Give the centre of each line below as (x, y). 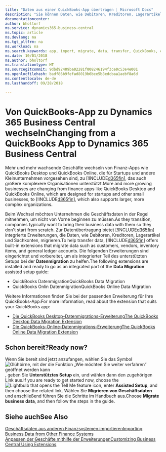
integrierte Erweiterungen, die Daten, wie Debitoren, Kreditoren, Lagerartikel (83, 235)
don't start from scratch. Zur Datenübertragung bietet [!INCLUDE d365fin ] (80, 230)
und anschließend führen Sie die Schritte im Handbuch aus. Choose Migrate (82, 396)
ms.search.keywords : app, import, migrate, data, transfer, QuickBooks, (82, 51)
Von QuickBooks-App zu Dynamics (79, 112)
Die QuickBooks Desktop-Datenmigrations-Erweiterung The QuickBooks (85, 316)
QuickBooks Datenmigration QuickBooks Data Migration (68, 281)
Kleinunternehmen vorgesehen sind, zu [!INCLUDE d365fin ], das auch (76, 178)
